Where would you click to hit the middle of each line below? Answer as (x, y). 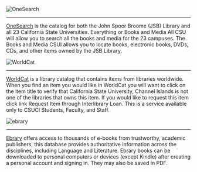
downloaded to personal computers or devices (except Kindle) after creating (98, 157)
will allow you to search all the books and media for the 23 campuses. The (96, 38)
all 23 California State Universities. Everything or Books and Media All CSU (96, 32)
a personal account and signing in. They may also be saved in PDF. (87, 163)
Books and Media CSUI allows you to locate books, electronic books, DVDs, (97, 44)
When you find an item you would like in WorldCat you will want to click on (96, 85)
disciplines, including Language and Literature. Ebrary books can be (88, 150)
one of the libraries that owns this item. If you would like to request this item (98, 97)
